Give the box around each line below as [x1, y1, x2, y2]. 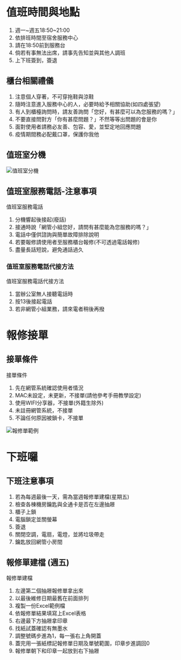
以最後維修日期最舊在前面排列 [14, 594, 89, 602]
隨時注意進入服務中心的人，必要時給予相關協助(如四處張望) [14, 100, 161, 108]
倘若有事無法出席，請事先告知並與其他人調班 [14, 49, 126, 56]
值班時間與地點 [6, 5, 80, 19]
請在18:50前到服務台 [14, 41, 66, 49]
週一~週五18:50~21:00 [14, 26, 70, 34]
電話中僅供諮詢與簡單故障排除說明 [14, 231, 99, 238]
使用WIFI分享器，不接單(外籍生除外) [14, 399, 104, 406]
